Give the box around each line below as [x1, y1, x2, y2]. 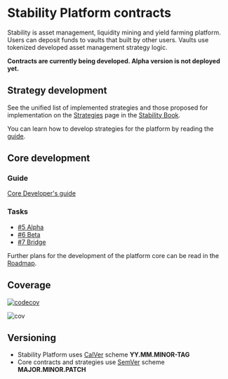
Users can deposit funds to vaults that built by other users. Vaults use [7, 35, 209, 44]
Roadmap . [7, 259, 37, 267]
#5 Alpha [17, 223, 44, 231]
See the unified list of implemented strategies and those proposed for [7, 103, 208, 112]
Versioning [7, 332, 56, 344]
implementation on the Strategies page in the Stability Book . [7, 110, 181, 119]
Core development [7, 153, 90, 165]
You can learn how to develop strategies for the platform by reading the [7, 124, 214, 133]
